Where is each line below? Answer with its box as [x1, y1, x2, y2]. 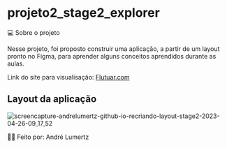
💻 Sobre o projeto [7, 28, 61, 36]
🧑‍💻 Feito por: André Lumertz [7, 133, 89, 141]
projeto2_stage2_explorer [7, 5, 161, 21]
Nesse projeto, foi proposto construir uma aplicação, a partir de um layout [7, 44, 220, 53]
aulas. [7, 59, 24, 68]
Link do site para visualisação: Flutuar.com [7, 73, 130, 81]
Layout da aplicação [7, 93, 97, 105]
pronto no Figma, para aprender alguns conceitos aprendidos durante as [7, 52, 217, 60]
